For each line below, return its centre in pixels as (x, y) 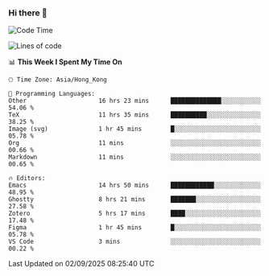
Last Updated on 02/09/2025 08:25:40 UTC (81, 264)
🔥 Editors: (27, 179)
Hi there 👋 (28, 13)
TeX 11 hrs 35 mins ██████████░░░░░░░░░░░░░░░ (135, 115)
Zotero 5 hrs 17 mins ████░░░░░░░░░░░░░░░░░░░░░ (135, 214)
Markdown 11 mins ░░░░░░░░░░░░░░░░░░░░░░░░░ (135, 157)
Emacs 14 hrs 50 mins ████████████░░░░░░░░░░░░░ (135, 185)
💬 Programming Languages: (52, 94)
